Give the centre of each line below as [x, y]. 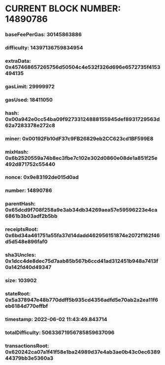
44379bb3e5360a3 [29, 358]
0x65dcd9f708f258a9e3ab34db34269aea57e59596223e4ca [81, 210]
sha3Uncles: [20, 255]
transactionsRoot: [27, 346]
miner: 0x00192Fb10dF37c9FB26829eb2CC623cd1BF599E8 [79, 139]
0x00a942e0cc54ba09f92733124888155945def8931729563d [82, 119]
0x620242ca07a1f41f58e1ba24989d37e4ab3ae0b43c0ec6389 [83, 352]
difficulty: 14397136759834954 [44, 48]
